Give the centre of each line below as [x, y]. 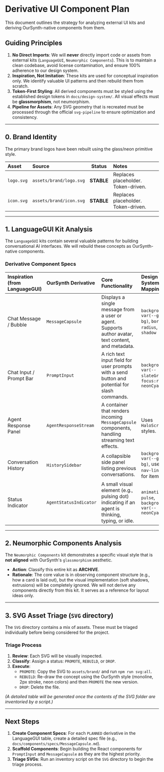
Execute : [21, 666]
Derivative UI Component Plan [67, 9]
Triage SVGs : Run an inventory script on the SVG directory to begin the [83, 759]
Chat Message [24, 319]
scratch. [20, 86]
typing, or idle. [118, 520]
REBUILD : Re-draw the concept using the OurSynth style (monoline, [86, 676]
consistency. [25, 117]
